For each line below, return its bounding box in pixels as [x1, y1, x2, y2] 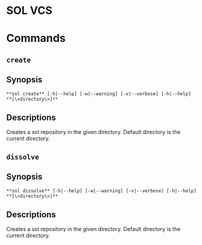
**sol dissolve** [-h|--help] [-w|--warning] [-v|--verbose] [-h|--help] [6, 187, 197, 194]
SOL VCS [6, 4, 53, 18]
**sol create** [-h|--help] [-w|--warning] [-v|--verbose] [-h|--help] [6, 90, 191, 97]
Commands [6, 32, 66, 45]
